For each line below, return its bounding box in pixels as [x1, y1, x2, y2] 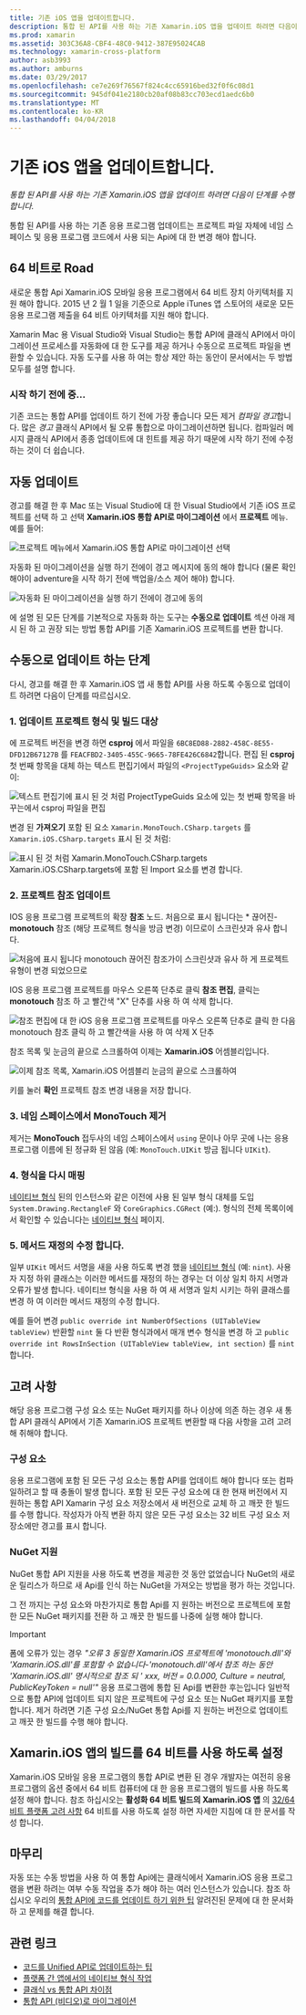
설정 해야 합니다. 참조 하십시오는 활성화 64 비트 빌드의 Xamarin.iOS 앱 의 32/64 [9, 1794, 296, 1805]
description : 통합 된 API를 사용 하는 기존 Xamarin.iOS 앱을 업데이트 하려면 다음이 [9, 22, 298, 31]
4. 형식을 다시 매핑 [9, 1169, 86, 1182]
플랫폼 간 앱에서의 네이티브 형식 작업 [22, 1973, 152, 1984]
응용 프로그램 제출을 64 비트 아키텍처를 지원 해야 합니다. [9, 309, 209, 320]
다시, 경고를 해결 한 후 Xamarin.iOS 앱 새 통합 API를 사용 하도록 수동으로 [9, 678, 267, 689]
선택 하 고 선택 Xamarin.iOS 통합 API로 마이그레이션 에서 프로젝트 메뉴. [33, 511, 289, 522]
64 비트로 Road [9, 261, 94, 277]
